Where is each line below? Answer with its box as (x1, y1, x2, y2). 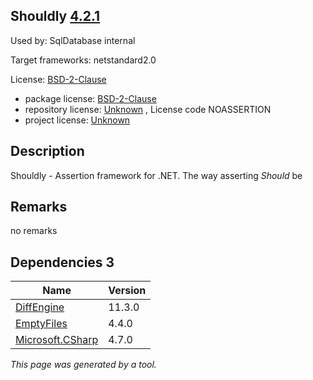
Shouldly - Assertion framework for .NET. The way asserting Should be (10, 169, 303, 181)
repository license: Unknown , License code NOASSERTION (24, 103, 272, 115)
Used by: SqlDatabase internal (10, 34, 136, 46)
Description (10, 143, 85, 160)
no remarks (10, 225, 58, 237)
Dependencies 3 (10, 254, 115, 271)
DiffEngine (15, 300, 65, 314)
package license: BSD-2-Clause (24, 92, 157, 104)
